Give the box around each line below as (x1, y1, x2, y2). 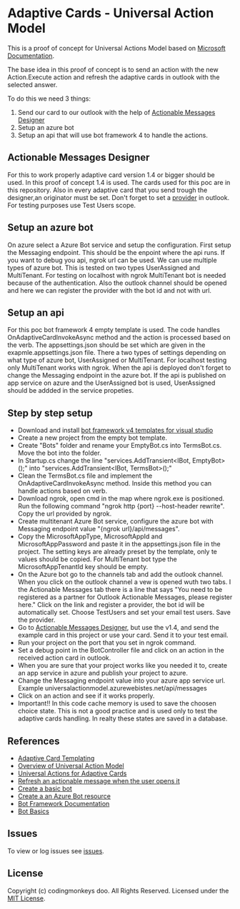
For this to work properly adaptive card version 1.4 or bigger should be (7, 170, 216, 179)
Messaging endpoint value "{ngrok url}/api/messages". (17, 525, 180, 533)
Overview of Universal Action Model (17, 762, 124, 770)
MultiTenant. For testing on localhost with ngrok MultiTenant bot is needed (7, 271, 226, 279)
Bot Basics (17, 807, 50, 815)
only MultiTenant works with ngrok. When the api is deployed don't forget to (7, 363, 231, 372)
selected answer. (7, 80, 58, 89)
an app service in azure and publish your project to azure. (17, 669, 188, 678)
